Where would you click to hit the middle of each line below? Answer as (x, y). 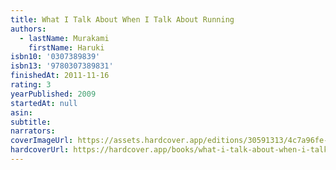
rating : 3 (31, 85)
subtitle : (31, 122)
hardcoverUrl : (40, 150)
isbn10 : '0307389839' (55, 57)
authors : (28, 29)
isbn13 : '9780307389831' (62, 66)
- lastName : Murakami (64, 38)
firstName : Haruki (66, 47)
